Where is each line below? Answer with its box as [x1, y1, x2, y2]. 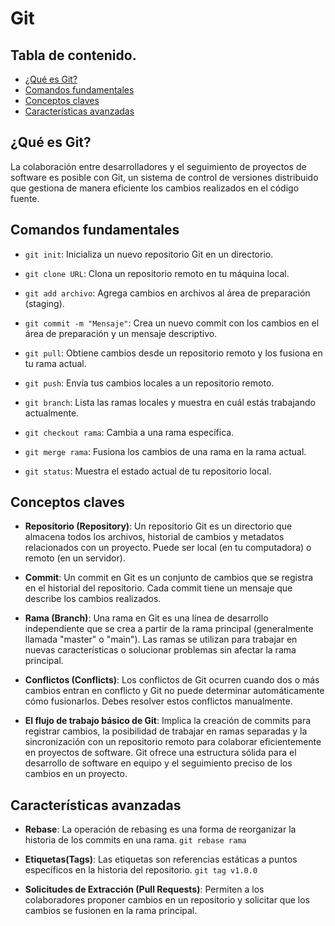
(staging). [24, 297, 65, 309]
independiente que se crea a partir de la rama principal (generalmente [24, 623, 314, 635]
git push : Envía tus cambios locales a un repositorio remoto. [24, 377, 275, 389]
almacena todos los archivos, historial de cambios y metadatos [24, 531, 285, 543]
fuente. [10, 192, 40, 204]
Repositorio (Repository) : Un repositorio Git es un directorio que [24, 520, 293, 532]
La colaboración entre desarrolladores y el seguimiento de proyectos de [10, 160, 307, 172]
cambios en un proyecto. [24, 768, 128, 780]
